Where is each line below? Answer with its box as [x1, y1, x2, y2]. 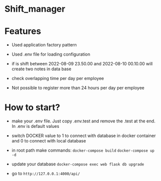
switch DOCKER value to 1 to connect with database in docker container [11, 133, 156, 139]
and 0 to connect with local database [11, 138, 86, 144]
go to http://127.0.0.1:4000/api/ [11, 171, 80, 177]
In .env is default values [11, 123, 59, 129]
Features [4, 26, 41, 37]
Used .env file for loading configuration [11, 51, 90, 57]
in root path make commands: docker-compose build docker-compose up [11, 147, 155, 153]
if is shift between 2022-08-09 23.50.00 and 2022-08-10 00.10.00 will [11, 61, 153, 67]
